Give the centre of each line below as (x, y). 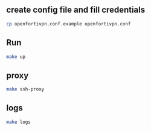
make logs (19, 122)
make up (16, 57)
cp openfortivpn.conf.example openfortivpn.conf (69, 24)
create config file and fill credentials (76, 10)
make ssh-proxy (25, 89)
